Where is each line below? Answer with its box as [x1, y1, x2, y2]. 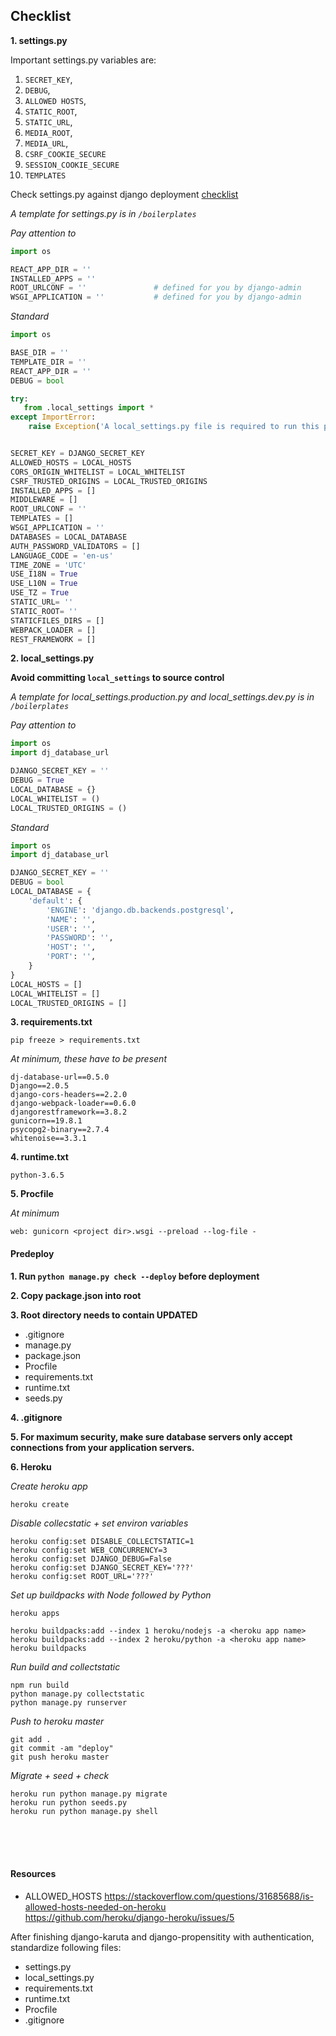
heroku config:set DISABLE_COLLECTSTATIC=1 [10, 1536, 195, 1546]
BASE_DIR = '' [10, 348, 70, 358]
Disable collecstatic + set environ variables [10, 1517, 189, 1529]
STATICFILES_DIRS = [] [10, 615, 105, 626]
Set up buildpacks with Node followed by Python [10, 1589, 212, 1601]
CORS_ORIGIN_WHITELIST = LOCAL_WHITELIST [10, 467, 186, 477]
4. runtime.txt [10, 1151, 69, 1163]
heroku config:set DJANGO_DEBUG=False [10, 1554, 172, 1564]
